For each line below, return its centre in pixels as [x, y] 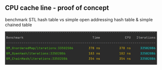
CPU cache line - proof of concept [57, 8]
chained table [19, 25]
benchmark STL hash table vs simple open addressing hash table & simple [79, 19]
